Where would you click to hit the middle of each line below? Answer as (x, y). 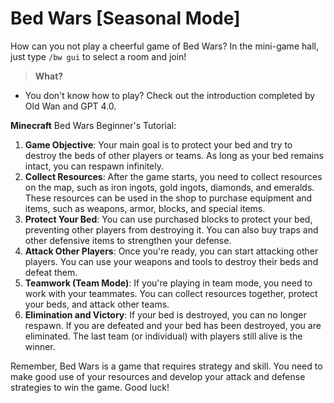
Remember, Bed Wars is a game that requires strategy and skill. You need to (166, 366)
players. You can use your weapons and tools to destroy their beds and (171, 261)
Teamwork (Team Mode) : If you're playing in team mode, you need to (168, 283)
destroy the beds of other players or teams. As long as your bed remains (174, 155)
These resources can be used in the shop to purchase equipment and (168, 198)
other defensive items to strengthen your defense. (128, 240)
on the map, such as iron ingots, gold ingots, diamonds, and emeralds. (169, 187)
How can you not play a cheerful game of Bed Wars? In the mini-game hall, (164, 46)
